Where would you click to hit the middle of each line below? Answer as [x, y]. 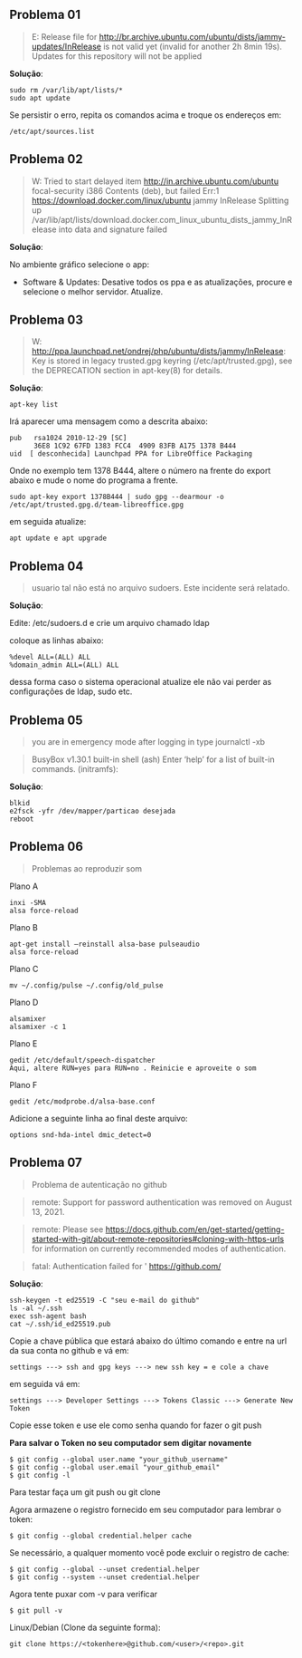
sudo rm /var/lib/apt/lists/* [66, 90]
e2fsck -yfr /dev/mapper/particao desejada [93, 811]
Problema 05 [46, 720]
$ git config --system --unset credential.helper [105, 1577]
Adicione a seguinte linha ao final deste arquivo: [99, 1118]
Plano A [24, 886]
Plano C [24, 969]
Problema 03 [47, 320]
